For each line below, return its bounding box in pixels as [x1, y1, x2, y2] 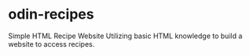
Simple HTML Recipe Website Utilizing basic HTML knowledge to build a [8, 31, 243, 40]
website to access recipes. [8, 39, 95, 48]
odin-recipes [8, 5, 94, 23]
